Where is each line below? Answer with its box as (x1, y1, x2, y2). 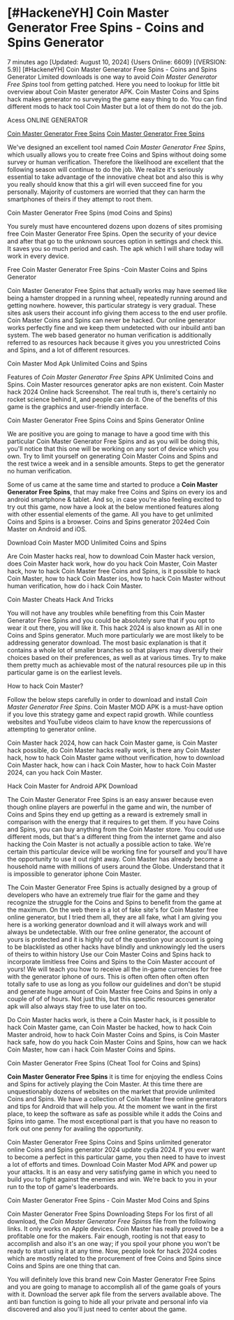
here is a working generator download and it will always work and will (7, 920, 207, 928)
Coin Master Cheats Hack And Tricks (7, 595, 114, 603)
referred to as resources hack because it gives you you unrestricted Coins (7, 338, 221, 347)
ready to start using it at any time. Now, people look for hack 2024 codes (7, 1247, 217, 1255)
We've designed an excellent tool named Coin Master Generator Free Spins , (7, 143, 226, 151)
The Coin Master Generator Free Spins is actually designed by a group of (7, 883, 218, 891)
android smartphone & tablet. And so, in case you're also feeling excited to (7, 495, 222, 503)
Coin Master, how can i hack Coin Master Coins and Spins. (7, 1045, 176, 1054)
